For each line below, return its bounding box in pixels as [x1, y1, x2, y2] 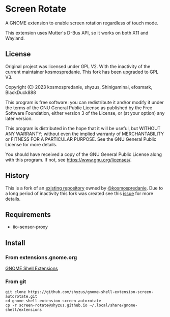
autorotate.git [5, 294, 38, 299]
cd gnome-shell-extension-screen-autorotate [5, 298, 101, 304]
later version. [5, 115, 33, 121]
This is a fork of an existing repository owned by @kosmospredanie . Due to [5, 185, 163, 191]
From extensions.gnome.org [5, 253, 77, 261]
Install [5, 238, 25, 247]
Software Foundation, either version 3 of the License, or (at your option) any [5, 110, 165, 116]
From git [5, 278, 26, 285]
